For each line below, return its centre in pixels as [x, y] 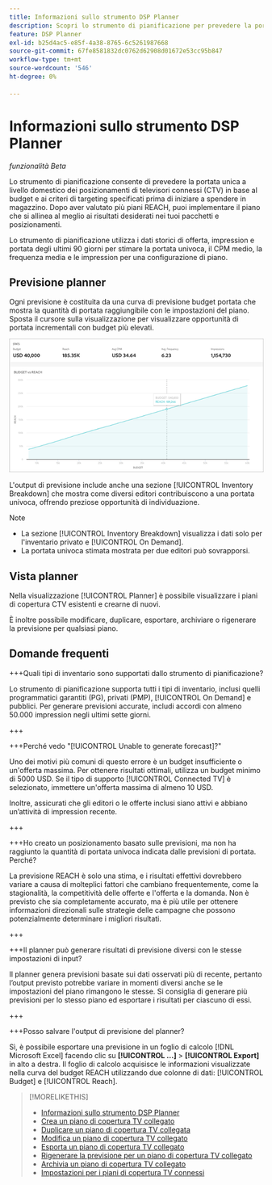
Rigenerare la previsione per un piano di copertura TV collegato [146, 1155]
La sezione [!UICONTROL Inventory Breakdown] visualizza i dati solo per [142, 534]
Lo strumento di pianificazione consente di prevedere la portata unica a [128, 181]
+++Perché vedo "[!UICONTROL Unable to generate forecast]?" [115, 746]
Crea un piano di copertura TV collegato [108, 1121]
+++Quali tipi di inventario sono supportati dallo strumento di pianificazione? [136, 673]
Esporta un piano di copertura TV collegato [113, 1146]
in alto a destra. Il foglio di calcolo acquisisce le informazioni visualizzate [130, 1064]
